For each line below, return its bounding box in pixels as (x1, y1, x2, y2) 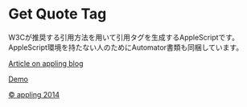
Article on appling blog (8, 58, 84, 68)
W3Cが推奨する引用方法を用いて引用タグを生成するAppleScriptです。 (8, 32, 240, 42)
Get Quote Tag (8, 5, 107, 23)
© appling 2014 (8, 89, 60, 99)
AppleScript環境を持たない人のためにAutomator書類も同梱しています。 (8, 42, 244, 52)
